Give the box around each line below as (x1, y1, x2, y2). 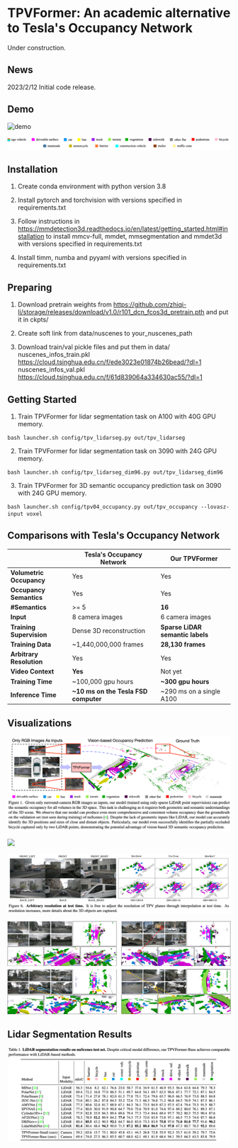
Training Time (10, 677, 53, 686)
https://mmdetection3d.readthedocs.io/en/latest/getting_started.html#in (17, 225, 228, 233)
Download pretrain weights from (17, 300, 112, 309)
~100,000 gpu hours (72, 677, 134, 686)
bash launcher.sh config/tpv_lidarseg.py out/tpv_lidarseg (7, 434, 186, 442)
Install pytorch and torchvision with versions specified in (17, 196, 183, 205)
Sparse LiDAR (160, 623, 202, 631)
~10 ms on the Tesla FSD (72, 687, 148, 695)
